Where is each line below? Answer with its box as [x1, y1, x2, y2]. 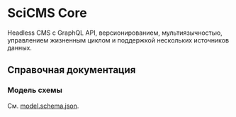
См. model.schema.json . [7, 101, 79, 110]
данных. [7, 43, 32, 52]
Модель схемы [7, 85, 62, 95]
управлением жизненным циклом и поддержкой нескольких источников [7, 35, 229, 44]
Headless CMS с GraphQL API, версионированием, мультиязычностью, [7, 28, 223, 37]
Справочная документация [7, 64, 136, 76]
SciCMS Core [7, 5, 87, 21]
